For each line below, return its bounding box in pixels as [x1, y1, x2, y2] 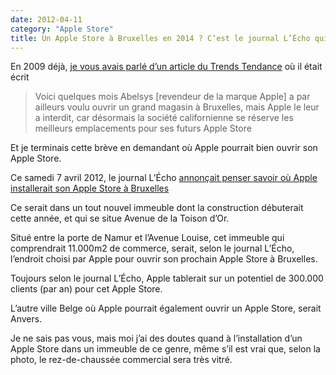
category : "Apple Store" [10, 24, 114, 34]
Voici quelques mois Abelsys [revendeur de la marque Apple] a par [34, 91, 311, 103]
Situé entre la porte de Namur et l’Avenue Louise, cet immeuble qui [10, 232, 285, 244]
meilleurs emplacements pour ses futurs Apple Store [34, 122, 252, 135]
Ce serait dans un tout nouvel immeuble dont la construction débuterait [10, 202, 304, 214]
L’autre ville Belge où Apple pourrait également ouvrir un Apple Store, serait [10, 302, 322, 315]
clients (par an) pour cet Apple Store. [10, 283, 163, 295]
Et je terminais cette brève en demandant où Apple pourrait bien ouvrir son [10, 142, 318, 154]
